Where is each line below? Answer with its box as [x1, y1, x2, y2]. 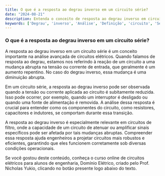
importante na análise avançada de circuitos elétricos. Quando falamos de [5, 53, 156, 59]
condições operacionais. [5, 145, 55, 151]
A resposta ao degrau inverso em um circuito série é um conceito [5, 48, 137, 54]
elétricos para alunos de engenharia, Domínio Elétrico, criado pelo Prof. [5, 160, 150, 166]
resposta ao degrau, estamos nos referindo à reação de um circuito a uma [5, 58, 155, 64]
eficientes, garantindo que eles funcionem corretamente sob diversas [5, 140, 146, 146]
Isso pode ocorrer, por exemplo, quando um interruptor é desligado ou [5, 94, 148, 100]
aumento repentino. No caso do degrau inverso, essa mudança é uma [5, 69, 146, 75]
